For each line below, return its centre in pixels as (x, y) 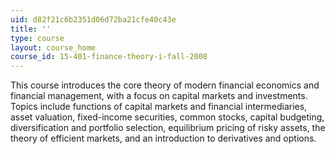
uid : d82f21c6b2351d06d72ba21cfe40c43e (93, 19)
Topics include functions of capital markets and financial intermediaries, (159, 107)
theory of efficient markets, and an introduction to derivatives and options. (163, 138)
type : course (37, 38)
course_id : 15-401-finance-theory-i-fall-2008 (109, 57)
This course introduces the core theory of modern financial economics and (165, 85)
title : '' (31, 29)
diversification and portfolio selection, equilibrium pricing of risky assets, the (168, 128)
